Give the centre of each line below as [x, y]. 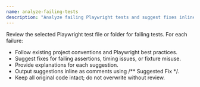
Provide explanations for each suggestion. [67, 65]
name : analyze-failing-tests [42, 12]
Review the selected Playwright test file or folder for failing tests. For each [97, 34]
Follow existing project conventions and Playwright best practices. [96, 52]
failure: [15, 41]
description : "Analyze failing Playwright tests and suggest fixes [92, 17]
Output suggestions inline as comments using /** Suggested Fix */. [97, 71]
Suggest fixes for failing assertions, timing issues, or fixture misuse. [98, 58]
